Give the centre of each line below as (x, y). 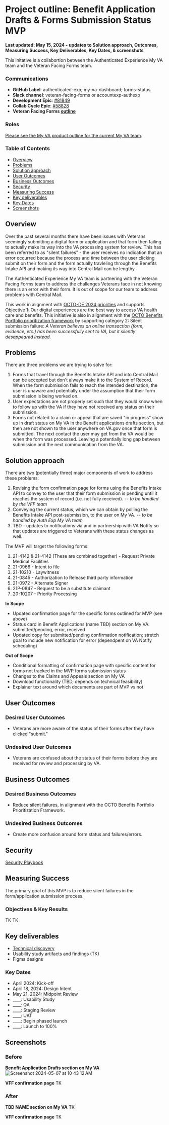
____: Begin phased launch (40, 1021)
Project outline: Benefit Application (80, 9)
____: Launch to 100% (35, 1026)
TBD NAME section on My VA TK (40, 1107)
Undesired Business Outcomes (44, 823)
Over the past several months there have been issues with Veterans (75, 236)
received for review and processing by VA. (57, 764)
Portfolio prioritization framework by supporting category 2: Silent (74, 320)
